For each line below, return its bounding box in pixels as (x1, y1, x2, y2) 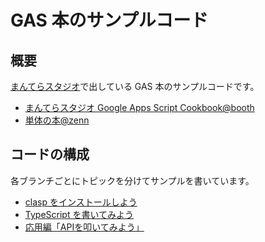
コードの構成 (10, 146, 90, 163)
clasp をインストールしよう (24, 196, 138, 208)
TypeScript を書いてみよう (24, 208, 135, 220)
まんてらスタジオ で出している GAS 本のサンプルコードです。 (10, 81, 260, 92)
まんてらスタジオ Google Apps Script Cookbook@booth (24, 102, 255, 113)
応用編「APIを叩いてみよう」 (24, 221, 145, 233)
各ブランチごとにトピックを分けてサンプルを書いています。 (10, 174, 255, 186)
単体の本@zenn (24, 114, 90, 126)
